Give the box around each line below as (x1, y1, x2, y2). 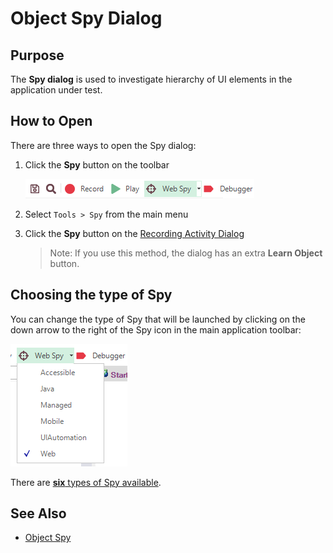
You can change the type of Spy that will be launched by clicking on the (10, 313, 306, 325)
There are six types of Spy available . (10, 476, 162, 488)
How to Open (10, 113, 93, 130)
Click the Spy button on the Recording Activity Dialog (24, 227, 245, 239)
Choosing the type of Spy (10, 287, 173, 304)
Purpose (10, 47, 65, 64)
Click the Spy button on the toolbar (24, 158, 170, 171)
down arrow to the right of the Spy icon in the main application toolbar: (10, 323, 302, 336)
